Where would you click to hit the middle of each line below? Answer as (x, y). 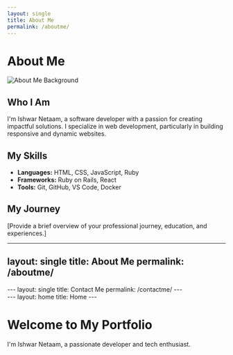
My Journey (34, 209)
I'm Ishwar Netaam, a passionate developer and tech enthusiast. (99, 344)
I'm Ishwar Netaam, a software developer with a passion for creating (105, 119)
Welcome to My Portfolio (80, 325)
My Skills (27, 156)
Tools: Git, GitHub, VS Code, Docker (69, 187)
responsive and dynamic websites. (57, 134)
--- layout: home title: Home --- (52, 297)
